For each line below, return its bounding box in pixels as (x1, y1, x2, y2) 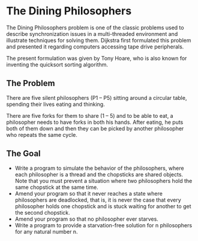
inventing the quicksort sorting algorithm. (6, 61, 109, 68)
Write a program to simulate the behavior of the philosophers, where (14, 164, 184, 172)
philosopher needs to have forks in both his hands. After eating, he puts (6, 118, 184, 126)
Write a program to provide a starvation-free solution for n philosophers (14, 221, 193, 228)
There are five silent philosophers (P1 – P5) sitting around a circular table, (6, 94, 187, 101)
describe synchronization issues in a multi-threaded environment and (6, 30, 178, 37)
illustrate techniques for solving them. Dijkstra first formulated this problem (6, 36, 191, 44)
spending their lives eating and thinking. (6, 100, 105, 108)
